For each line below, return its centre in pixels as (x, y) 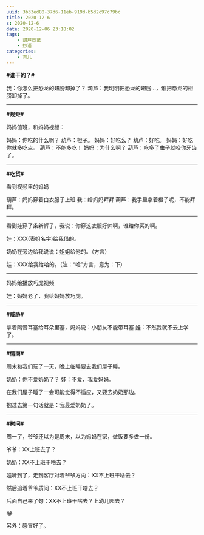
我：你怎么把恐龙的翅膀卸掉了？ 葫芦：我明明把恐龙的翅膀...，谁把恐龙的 (97, 88)
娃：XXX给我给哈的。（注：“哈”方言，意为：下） (66, 264)
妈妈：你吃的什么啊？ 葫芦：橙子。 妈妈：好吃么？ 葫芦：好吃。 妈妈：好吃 (100, 140)
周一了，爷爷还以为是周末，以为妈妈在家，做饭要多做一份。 (81, 436)
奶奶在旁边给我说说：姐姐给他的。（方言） (58, 251)
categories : (21, 52)
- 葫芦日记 (29, 40)
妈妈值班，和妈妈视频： (36, 127)
